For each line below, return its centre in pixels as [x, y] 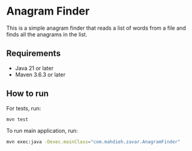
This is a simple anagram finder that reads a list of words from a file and [96, 28]
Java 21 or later [34, 68]
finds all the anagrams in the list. [47, 34]
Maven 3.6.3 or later [40, 75]
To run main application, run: [42, 131]
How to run [28, 94]
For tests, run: [24, 108]
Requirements [33, 54]
